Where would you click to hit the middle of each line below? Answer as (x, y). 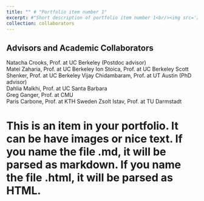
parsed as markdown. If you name (93, 165)
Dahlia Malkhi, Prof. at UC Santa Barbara (57, 88)
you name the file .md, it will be (86, 152)
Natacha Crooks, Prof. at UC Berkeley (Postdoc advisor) (76, 63)
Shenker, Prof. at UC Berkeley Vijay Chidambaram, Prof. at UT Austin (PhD (99, 76)
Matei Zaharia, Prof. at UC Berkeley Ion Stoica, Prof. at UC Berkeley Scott (98, 69)
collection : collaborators (40, 23)
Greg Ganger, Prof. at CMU (40, 95)
